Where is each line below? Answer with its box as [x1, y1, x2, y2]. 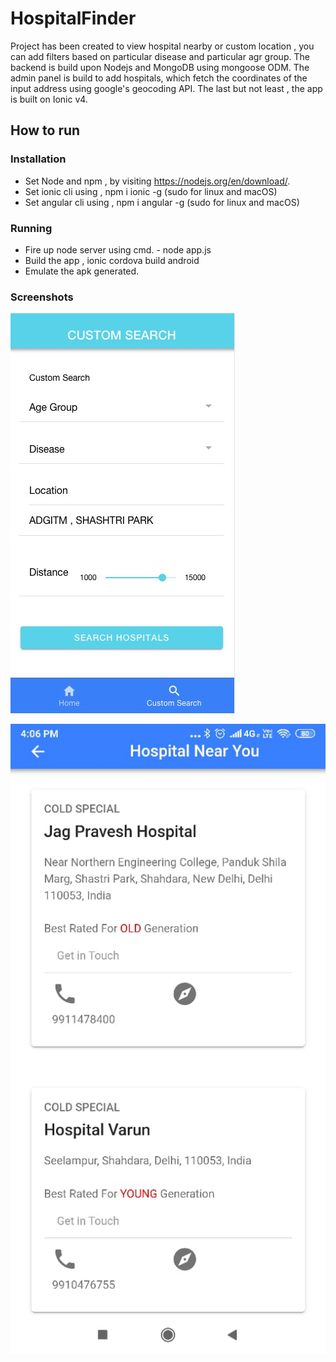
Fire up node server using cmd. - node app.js [24, 243, 212, 256]
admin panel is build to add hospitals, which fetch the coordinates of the [10, 72, 308, 84]
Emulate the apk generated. [24, 265, 140, 277]
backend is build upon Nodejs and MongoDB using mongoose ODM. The [10, 61, 310, 73]
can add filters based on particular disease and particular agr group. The [10, 50, 310, 62]
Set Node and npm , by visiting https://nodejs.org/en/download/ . [24, 175, 291, 187]
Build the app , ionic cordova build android [24, 254, 200, 266]
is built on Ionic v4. [10, 93, 88, 105]
